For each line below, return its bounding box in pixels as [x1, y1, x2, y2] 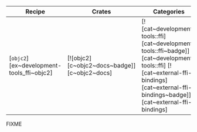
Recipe [25, 8, 46, 15]
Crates [91, 8, 111, 15]
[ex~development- [9, 62, 62, 69]
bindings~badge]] [141, 91, 192, 99]
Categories [152, 8, 185, 15]
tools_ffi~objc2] [9, 69, 53, 77]
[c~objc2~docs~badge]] [67, 62, 136, 69]
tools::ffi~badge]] [141, 47, 190, 55]
